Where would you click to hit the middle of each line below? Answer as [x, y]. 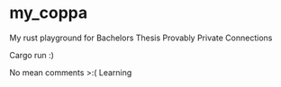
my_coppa [49, 13]
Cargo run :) [32, 55]
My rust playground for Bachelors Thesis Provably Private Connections [141, 38]
